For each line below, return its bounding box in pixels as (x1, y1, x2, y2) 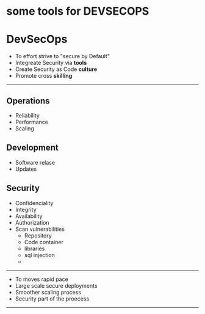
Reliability (15, 111, 40, 119)
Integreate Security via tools (15, 59, 87, 67)
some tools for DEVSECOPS (6, 4, 149, 18)
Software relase (15, 159, 56, 166)
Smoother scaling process (15, 288, 81, 296)
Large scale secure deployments (15, 282, 98, 289)
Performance (15, 118, 49, 125)
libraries (24, 245, 45, 252)
